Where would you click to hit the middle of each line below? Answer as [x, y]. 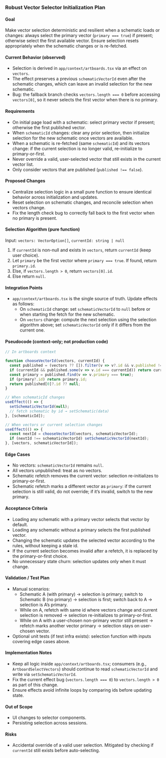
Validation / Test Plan [27, 578]
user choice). [26, 255]
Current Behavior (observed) [35, 57]
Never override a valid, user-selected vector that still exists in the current [86, 159]
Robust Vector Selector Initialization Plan [55, 7]
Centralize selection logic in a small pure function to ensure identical [82, 191]
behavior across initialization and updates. [55, 197]
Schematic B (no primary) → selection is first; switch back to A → [86, 599]
